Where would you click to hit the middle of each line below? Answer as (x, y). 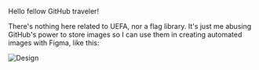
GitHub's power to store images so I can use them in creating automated (125, 35)
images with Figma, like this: (54, 43)
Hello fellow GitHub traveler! (54, 11)
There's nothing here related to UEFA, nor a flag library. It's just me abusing (130, 26)
